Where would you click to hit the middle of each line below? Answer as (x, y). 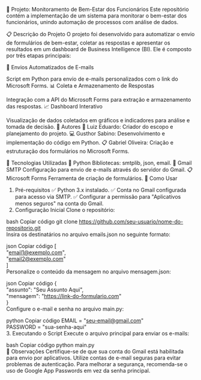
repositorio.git (23, 228)
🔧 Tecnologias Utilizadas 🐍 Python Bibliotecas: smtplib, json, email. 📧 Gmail (99, 163)
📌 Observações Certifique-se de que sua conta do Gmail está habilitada (95, 351)
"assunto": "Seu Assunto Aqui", (45, 290)
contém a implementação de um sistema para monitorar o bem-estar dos (97, 16)
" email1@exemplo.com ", (36, 252)
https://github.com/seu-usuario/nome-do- (131, 222)
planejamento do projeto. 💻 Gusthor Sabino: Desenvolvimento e (85, 133)
